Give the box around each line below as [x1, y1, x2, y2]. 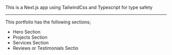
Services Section [12, 40, 49, 45]
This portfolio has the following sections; [5, 19, 91, 25]
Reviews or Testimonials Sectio [12, 45, 78, 51]
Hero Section [12, 29, 41, 35]
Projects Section [12, 34, 48, 40]
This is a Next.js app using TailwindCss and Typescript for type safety [5, 5, 153, 10]
